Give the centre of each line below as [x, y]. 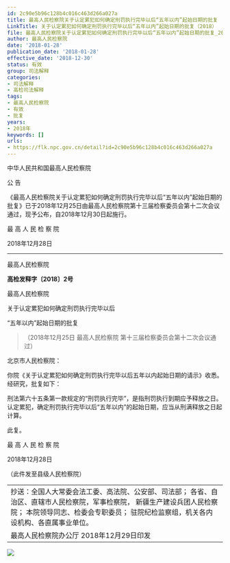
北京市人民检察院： [34, 360]
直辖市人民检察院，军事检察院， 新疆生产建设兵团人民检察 [125, 502]
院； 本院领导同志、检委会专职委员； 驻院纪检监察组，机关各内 [112, 512]
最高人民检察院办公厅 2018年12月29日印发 [81, 535]
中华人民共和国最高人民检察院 [49, 168]
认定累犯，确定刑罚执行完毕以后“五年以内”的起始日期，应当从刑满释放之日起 [115, 407]
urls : [15, 141]
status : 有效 [25, 65]
